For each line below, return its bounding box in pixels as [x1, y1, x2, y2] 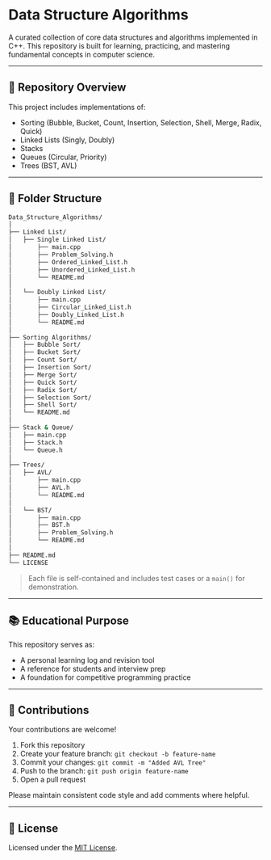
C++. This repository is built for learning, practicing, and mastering [8, 40, 231, 50]
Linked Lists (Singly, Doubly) [19, 135, 115, 145]
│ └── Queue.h [8, 446, 63, 454]
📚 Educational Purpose [8, 614, 129, 628]
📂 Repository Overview [8, 81, 127, 95]
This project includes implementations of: [8, 102, 147, 112]
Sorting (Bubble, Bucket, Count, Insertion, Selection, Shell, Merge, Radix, [19, 117, 262, 127]
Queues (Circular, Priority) [19, 152, 107, 162]
